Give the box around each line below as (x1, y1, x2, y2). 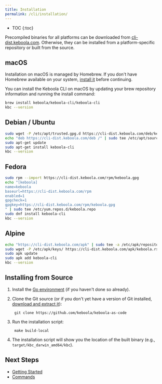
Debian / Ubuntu (5, 118, 55, 126)
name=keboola (5, 184, 31, 189)
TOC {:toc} (12, 25, 34, 31)
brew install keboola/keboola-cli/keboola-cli (5, 100, 100, 106)
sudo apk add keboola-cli (5, 256, 57, 261)
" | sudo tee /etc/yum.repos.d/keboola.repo (5, 207, 96, 212)
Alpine (5, 230, 25, 238)
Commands (12, 374, 35, 380)
